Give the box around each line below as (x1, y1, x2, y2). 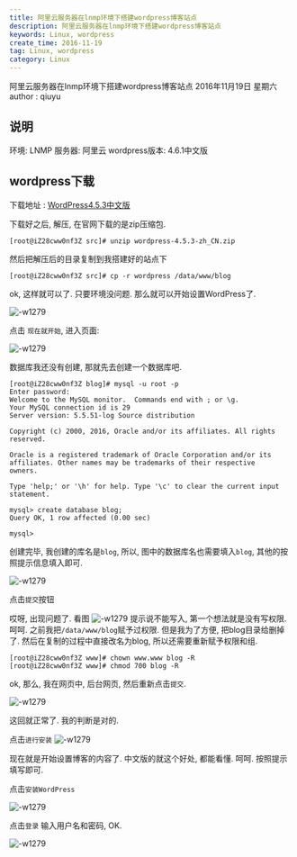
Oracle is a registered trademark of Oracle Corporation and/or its (9, 450, 272, 459)
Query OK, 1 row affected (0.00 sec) (9, 513, 151, 522)
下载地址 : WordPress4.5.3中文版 (9, 199, 130, 210)
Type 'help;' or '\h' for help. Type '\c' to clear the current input (9, 482, 280, 491)
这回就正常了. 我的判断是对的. (9, 715, 120, 726)
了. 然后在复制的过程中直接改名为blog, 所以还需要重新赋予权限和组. (9, 636, 258, 646)
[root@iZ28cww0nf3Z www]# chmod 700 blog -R (9, 661, 179, 671)
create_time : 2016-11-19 (9, 38, 103, 48)
